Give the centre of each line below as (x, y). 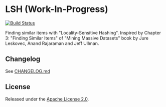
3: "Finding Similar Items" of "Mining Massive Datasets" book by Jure (77, 38)
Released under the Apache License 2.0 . (47, 99)
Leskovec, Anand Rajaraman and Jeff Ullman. (52, 43)
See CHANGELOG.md (28, 71)
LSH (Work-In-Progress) (57, 9)
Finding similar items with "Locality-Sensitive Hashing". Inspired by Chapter (83, 32)
